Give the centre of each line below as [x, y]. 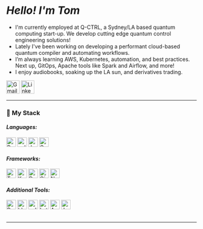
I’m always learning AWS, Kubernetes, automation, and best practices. [102, 59]
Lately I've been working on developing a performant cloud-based [97, 46]
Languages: [22, 127]
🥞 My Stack [23, 113]
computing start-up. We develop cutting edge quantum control [93, 33]
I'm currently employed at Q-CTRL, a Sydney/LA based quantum [95, 27]
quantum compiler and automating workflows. [72, 52]
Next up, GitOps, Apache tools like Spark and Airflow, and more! [95, 65]
